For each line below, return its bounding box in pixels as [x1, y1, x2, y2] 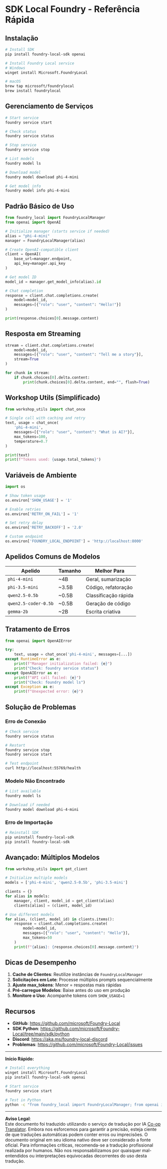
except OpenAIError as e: [5, 670, 59, 675]
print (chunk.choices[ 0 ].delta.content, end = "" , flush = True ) [23, 380, 150, 385]
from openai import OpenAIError [5, 638, 72, 643]
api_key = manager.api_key [14, 261, 66, 266]
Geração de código [85, 600, 131, 607]
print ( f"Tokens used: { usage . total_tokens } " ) [5, 457, 101, 462]
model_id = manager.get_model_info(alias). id [5, 279, 101, 284]
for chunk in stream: [5, 371, 50, 376]
